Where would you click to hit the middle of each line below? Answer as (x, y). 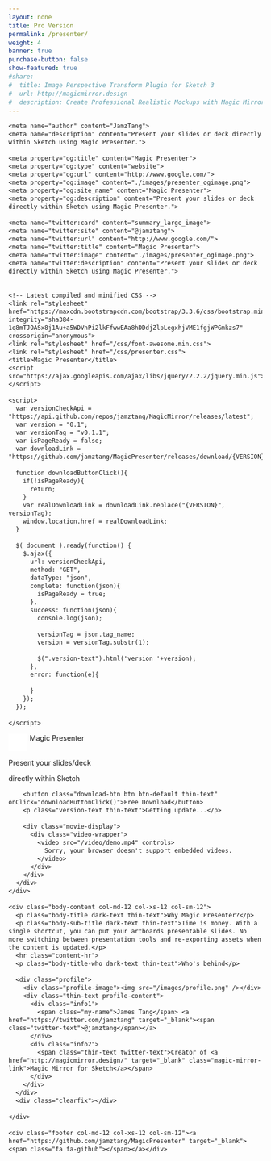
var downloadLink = (48, 449)
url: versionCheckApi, (68, 562)
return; (43, 489)
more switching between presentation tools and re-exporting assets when (135, 940)
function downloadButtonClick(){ (72, 473)
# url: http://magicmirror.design (68, 94)
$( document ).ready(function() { (73, 546)
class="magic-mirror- (225, 1061)
